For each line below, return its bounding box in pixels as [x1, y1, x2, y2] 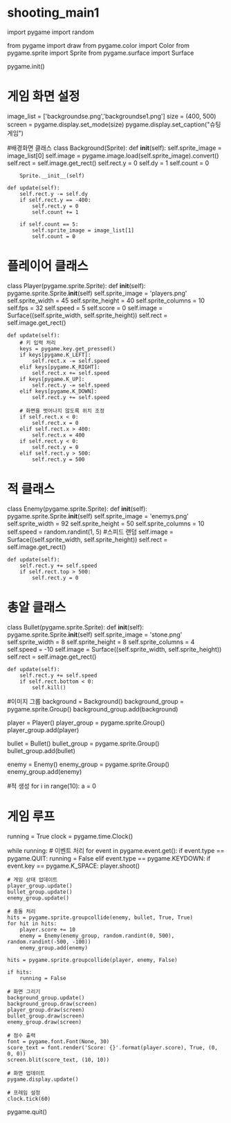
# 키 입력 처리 [19, 339, 56, 346]
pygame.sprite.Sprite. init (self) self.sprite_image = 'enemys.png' [7, 512, 189, 520]
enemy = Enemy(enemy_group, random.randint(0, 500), [19, 932, 175, 939]
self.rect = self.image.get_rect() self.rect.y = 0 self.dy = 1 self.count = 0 [7, 158, 210, 167]
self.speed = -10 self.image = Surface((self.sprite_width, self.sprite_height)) [7, 645, 222, 653]
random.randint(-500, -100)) [7, 938, 91, 945]
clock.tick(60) [7, 1095, 51, 1102]
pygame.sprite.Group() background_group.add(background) [7, 704, 178, 713]
